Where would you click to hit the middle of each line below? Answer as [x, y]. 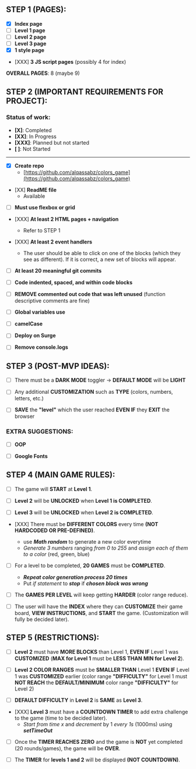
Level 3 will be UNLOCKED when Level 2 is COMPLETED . [84, 512]
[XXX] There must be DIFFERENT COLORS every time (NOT [86, 524]
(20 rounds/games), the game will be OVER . [67, 749]
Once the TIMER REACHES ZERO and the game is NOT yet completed [98, 741]
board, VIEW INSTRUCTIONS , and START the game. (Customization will [101, 613]
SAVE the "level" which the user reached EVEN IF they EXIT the [92, 410]
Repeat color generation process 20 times [75, 577]
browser [24, 416]
